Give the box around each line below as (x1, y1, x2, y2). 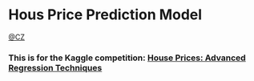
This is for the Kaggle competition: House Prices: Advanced (8, 52, 246, 63)
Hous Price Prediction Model (8, 6, 203, 24)
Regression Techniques (8, 62, 103, 73)
